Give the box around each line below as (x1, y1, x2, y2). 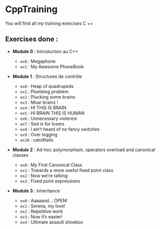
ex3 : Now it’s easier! (20, 213, 63, 219)
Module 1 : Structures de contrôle (12, 73, 82, 79)
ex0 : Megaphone (20, 58, 56, 64)
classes (12, 152, 29, 158)
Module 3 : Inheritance (12, 188, 60, 194)
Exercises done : (5, 35, 58, 43)
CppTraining (5, 4, 58, 15)
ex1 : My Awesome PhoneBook (20, 63, 84, 69)
